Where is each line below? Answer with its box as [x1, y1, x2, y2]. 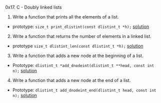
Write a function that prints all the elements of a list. [12, 14, 119, 19]
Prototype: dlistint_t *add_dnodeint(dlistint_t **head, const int [12, 62, 154, 68]
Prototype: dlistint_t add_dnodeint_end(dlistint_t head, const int [12, 87, 156, 93]
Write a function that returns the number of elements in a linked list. [12, 33, 151, 39]
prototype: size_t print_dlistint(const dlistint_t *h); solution [12, 23, 149, 29]
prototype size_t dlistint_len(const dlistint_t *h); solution [12, 43, 143, 49]
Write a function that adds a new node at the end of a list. [12, 77, 131, 83]
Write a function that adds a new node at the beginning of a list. [12, 52, 143, 58]
